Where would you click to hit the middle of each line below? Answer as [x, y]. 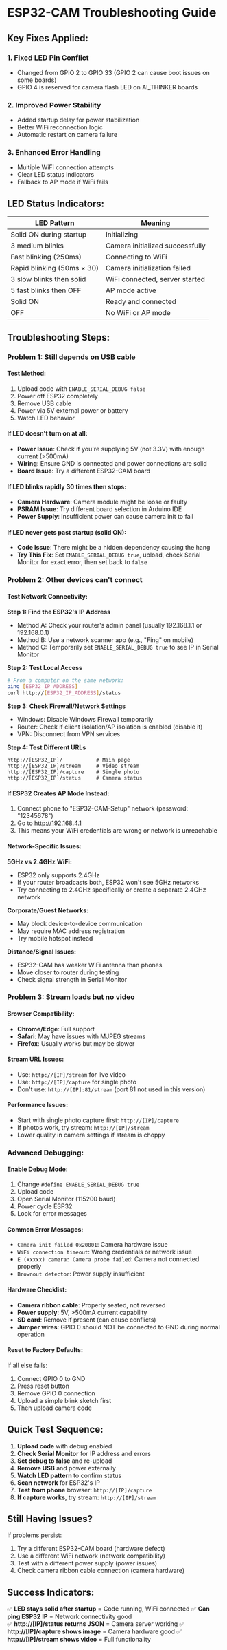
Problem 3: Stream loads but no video [71, 997]
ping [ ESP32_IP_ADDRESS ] [43, 687]
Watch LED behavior [46, 418]
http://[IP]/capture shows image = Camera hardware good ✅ [94, 1631]
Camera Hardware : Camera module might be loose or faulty [102, 502]
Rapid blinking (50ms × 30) [55, 268]
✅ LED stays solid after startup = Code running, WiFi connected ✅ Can [109, 1609]
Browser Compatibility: [41, 1014]
